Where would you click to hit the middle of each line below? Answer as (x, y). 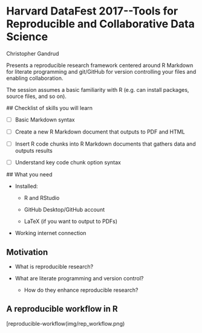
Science (27, 37)
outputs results (34, 151)
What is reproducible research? (54, 267)
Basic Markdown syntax (45, 120)
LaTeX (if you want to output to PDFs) (71, 221)
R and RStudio (42, 198)
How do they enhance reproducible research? (81, 290)
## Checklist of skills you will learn (49, 108)
